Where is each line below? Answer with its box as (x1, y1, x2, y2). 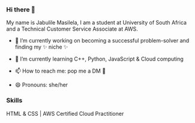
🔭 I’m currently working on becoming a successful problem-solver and (14, 37, 190, 44)
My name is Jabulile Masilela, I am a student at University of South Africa (6, 19, 187, 26)
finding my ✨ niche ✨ (14, 43, 68, 50)
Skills (6, 96, 23, 104)
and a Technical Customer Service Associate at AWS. (6, 25, 138, 32)
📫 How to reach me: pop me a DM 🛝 (14, 67, 106, 74)
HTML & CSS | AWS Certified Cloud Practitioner (6, 110, 124, 117)
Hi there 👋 (6, 5, 36, 14)
